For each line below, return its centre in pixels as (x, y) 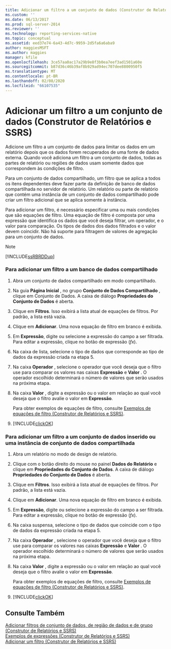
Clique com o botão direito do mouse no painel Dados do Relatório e (85, 464)
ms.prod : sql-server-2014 (33, 24)
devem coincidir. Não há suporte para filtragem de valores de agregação (81, 231)
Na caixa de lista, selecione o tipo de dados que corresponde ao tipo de (88, 351)
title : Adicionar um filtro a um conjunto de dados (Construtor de (78, 10)
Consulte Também (35, 613)
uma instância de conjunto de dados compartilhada (70, 443)
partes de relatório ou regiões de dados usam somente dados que (75, 163)
